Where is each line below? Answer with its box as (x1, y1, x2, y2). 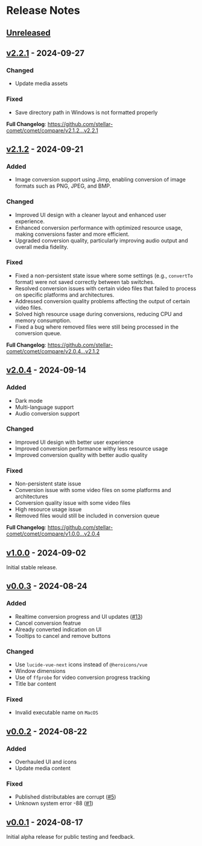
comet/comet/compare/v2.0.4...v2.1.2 (6, 347, 100, 355)
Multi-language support (14, 403, 74, 411)
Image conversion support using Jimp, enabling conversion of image (14, 176, 186, 183)
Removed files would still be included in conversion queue (14, 512, 160, 519)
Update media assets (14, 80, 68, 87)
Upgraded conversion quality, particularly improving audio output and (14, 236, 188, 244)
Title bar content (14, 680, 57, 687)
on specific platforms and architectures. (14, 291, 115, 298)
